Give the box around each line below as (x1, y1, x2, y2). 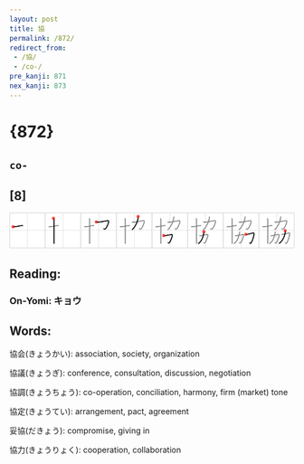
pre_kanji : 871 (9, 72, 67, 81)
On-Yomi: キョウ (9, 295, 82, 308)
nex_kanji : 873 (9, 81, 67, 90)
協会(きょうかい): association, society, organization (9, 348, 201, 359)
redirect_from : (9, 43, 67, 52)
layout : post (9, 14, 59, 24)
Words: (9, 323, 52, 338)
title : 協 (9, 24, 45, 33)
